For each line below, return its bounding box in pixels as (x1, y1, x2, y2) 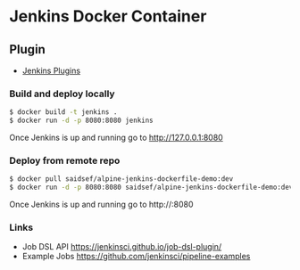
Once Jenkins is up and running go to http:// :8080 (9, 199, 194, 210)
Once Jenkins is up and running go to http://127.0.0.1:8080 (9, 132, 223, 143)
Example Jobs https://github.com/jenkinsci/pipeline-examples (21, 251, 251, 262)
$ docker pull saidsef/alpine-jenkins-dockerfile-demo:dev (9, 175, 234, 184)
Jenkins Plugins (21, 65, 81, 76)
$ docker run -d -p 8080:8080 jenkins (9, 116, 154, 126)
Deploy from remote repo (9, 154, 121, 167)
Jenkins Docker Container (9, 6, 207, 27)
